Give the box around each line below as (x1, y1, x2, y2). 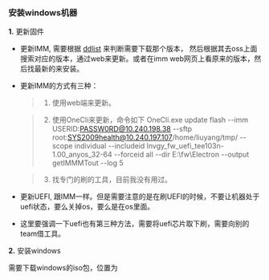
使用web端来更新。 (51, 98, 116, 108)
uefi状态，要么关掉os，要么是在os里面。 (19, 202, 155, 212)
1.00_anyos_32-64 (51, 150, 112, 160)
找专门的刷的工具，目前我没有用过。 (51, 175, 173, 185)
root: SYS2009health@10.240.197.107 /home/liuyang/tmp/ (51, 132, 238, 142)
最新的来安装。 (34, 64, 84, 74)
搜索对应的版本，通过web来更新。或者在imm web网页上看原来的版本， (19, 54, 255, 63)
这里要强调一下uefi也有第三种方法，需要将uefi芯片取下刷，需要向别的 (19, 219, 250, 229)
